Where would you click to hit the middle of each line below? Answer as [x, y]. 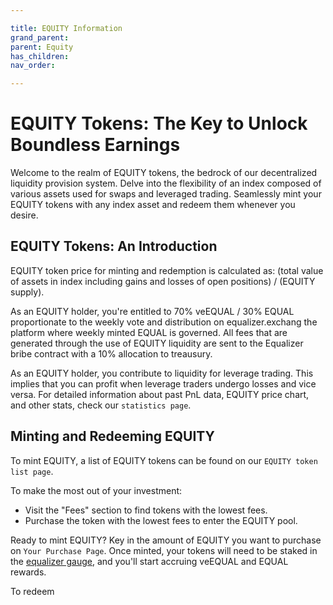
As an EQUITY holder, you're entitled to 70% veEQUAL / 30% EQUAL [152, 311]
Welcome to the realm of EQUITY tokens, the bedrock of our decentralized [164, 173]
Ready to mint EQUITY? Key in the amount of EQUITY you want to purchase [166, 540]
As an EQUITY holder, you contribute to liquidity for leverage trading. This [162, 373]
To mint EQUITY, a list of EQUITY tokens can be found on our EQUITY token [164, 460]
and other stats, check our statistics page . [101, 405]
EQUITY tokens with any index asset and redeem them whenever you [153, 205]
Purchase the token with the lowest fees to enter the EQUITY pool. [161, 520]
